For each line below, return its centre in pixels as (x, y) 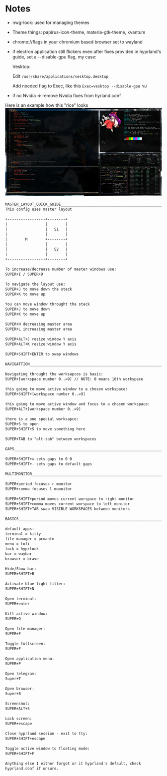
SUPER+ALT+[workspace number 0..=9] (43, 409)
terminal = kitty (23, 534)
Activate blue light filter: (35, 584)
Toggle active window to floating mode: (48, 749)
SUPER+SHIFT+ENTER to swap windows (42, 354)
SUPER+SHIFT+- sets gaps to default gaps (49, 464)
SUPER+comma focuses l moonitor (39, 489)
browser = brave (22, 559)
